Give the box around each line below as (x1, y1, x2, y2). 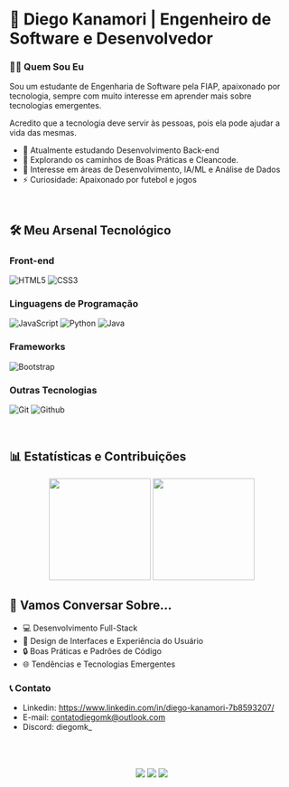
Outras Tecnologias (9, 384, 98, 396)
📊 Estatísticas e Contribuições (9, 449, 187, 465)
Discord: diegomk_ (22, 721, 93, 732)
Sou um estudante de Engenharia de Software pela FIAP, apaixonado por (9, 81, 281, 92)
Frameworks (9, 340, 66, 353)
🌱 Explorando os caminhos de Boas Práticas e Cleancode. (22, 155, 239, 166)
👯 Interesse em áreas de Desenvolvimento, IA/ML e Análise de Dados (22, 164, 281, 175)
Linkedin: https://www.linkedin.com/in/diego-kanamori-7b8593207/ (22, 702, 275, 713)
